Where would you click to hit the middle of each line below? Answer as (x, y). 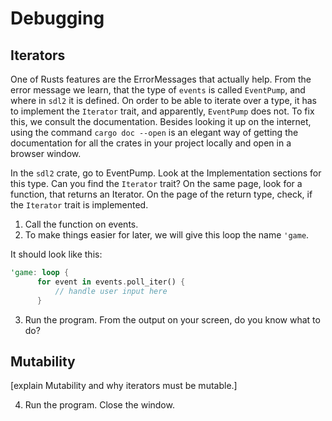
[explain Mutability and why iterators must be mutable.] (124, 386)
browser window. (46, 153)
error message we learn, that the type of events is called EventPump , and (158, 90)
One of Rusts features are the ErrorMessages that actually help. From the (161, 79)
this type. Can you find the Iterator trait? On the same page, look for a (156, 183)
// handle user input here (111, 291)
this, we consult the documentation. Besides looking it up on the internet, (161, 121)
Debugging (57, 18)
